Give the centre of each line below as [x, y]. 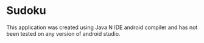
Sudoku [26, 11]
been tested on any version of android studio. [63, 33]
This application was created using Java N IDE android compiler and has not [102, 27]
